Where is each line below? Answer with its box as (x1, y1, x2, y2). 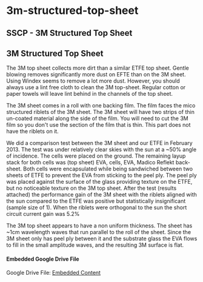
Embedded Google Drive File (6, 255, 80, 263)
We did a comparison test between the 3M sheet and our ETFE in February (6, 139, 193, 147)
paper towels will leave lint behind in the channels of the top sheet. (6, 90, 173, 98)
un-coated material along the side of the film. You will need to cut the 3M (6, 115, 189, 122)
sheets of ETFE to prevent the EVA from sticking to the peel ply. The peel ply (6, 172, 197, 179)
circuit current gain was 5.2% (6, 210, 80, 218)
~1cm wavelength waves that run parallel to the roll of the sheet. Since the (6, 229, 191, 236)
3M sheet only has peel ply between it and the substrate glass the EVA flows (6, 235, 198, 243)
